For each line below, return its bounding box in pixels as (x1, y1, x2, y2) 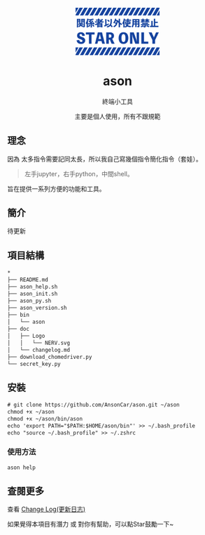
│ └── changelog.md (7, 347, 71, 354)
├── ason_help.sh (7, 284, 58, 291)
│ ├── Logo (7, 333, 45, 340)
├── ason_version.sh (7, 305, 68, 312)
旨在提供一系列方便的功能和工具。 (7, 184, 106, 193)
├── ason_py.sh (7, 298, 52, 305)
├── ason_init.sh (7, 291, 58, 298)
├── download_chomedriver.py (7, 354, 92, 361)
